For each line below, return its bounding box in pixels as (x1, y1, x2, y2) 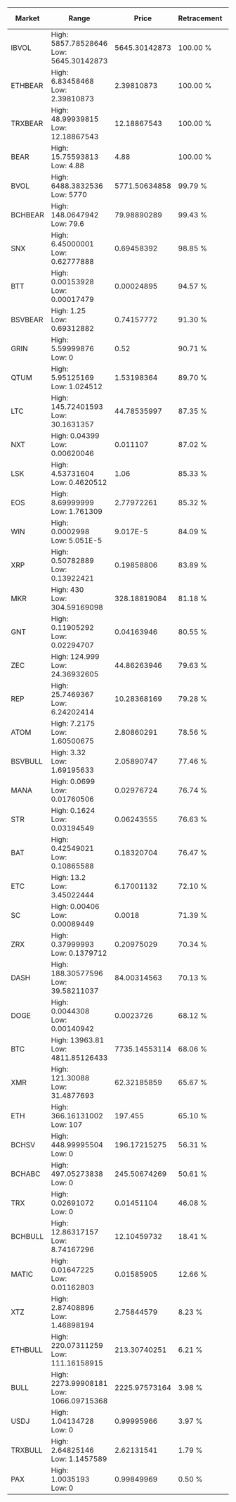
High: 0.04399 (51, 431, 100, 441)
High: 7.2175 (51, 719, 96, 728)
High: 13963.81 (51, 1035, 105, 1045)
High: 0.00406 (51, 902, 100, 911)
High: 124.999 (51, 652, 100, 661)
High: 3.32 (51, 747, 86, 757)
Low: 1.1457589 (51, 1454, 107, 1463)
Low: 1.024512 (51, 381, 103, 391)
